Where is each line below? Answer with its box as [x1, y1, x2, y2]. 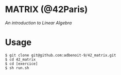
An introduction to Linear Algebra [5, 20, 72, 26]
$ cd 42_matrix [5, 57, 36, 62]
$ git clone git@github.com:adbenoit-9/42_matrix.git [5, 53, 117, 58]
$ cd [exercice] [5, 61, 38, 66]
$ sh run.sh [5, 65, 29, 70]
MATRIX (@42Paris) [5, 4, 88, 15]
